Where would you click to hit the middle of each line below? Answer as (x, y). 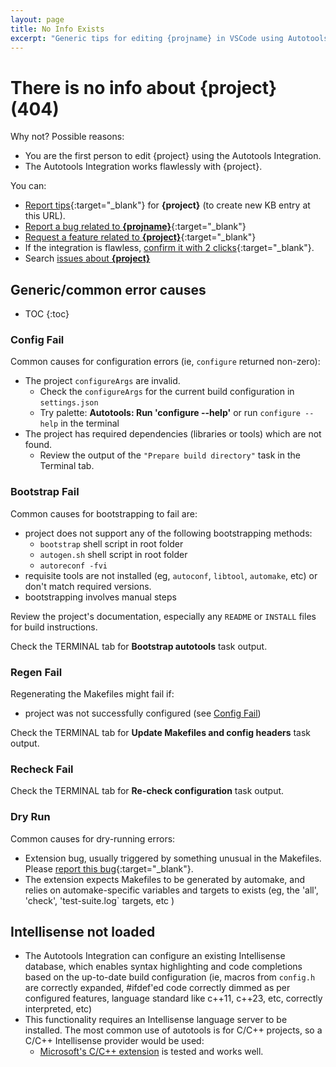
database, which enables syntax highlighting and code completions (163, 967)
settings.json (69, 403)
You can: (28, 186)
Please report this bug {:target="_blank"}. (109, 868)
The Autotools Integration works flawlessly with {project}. (143, 167)
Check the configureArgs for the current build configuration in (167, 392)
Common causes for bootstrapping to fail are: (104, 513)
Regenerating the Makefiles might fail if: (92, 694)
